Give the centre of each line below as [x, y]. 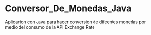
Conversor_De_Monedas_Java [68, 9]
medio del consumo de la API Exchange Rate [50, 27]
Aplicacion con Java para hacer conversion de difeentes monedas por [75, 22]
